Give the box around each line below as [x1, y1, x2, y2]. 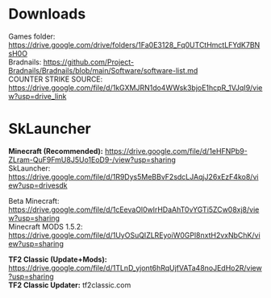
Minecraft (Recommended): [8, 146, 103, 155]
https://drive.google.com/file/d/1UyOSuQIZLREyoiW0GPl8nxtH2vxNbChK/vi [8, 230, 261, 240]
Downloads [8, 5, 86, 23]
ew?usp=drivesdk [8, 180, 68, 190]
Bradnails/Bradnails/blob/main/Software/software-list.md [8, 65, 198, 75]
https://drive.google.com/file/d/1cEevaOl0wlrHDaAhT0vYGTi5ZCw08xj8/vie [8, 205, 260, 214]
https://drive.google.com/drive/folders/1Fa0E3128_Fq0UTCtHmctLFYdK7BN [8, 39, 261, 49]
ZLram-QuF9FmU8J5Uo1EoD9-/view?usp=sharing [8, 155, 176, 164]
